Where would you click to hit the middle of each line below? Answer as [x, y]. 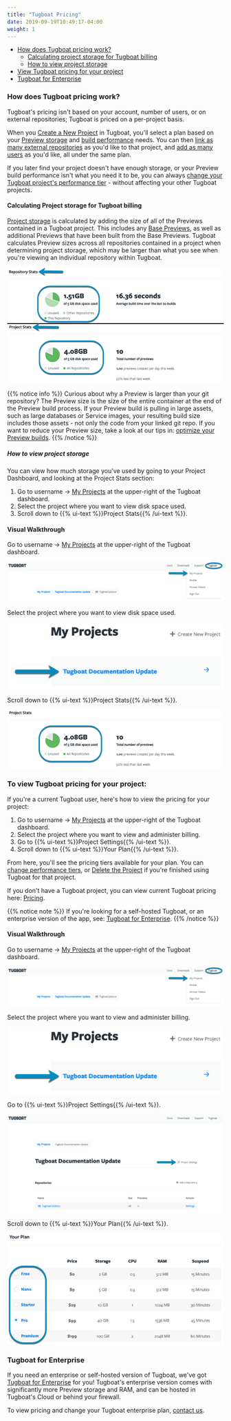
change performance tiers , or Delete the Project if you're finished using [108, 869]
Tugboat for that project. [42, 877]
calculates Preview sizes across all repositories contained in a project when [114, 243]
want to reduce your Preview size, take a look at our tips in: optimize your [111, 430]
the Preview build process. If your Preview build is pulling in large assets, [110, 409]
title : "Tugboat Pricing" [44, 14]
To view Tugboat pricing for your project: [77, 784]
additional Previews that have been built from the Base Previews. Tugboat [111, 235]
